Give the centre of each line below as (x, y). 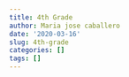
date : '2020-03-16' (45, 34)
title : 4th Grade (41, 17)
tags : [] (25, 58)
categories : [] (37, 50)
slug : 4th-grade (39, 42)
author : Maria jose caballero (65, 26)
